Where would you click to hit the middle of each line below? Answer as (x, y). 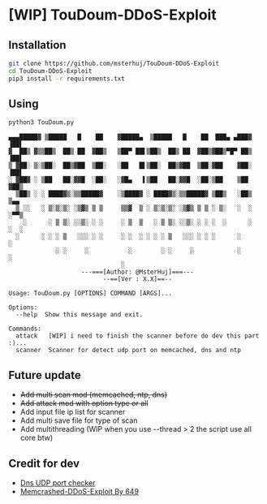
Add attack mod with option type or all (84, 403)
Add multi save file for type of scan (79, 420)
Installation (37, 45)
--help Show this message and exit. (80, 315)
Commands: (25, 329)
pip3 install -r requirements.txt (67, 79)
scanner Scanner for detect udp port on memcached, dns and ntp (129, 351)
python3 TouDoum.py (41, 123)
